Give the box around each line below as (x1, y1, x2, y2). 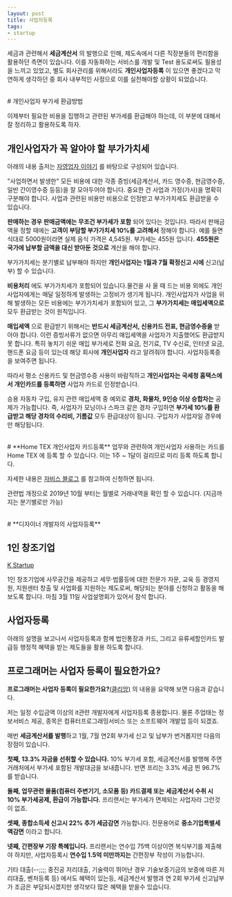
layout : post (7, 10, 45, 17)
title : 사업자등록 (7, 17, 53, 23)
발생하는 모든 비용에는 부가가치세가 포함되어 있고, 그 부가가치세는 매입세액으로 (14, 299, 224, 308)
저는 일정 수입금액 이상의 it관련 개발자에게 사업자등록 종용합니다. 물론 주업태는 (7, 708, 217, 716)
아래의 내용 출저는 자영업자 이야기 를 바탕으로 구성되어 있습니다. (7, 162, 179, 171)
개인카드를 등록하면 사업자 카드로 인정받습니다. (14, 380, 139, 388)
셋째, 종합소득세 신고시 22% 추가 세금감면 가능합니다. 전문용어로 (7, 818, 180, 827)
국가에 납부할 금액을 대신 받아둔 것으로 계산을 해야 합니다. (7, 243, 161, 252)
